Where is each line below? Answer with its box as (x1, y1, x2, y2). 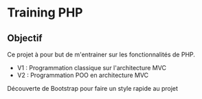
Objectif (7, 32, 43, 44)
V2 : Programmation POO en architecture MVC (16, 71, 149, 79)
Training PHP (7, 5, 83, 21)
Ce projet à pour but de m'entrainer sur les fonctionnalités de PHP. (7, 50, 196, 58)
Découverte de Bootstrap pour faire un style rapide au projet (7, 85, 179, 92)
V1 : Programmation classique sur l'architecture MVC (16, 64, 167, 71)
